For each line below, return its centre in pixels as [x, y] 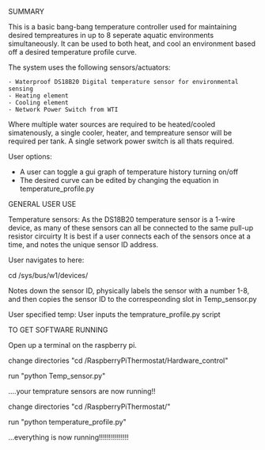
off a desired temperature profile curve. [72, 52]
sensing [21, 89]
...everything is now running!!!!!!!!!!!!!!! [68, 437]
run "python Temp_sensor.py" [57, 376]
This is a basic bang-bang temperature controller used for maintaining [123, 27]
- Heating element [38, 96]
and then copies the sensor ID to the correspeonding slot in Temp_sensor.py [132, 299]
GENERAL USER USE [42, 204]
